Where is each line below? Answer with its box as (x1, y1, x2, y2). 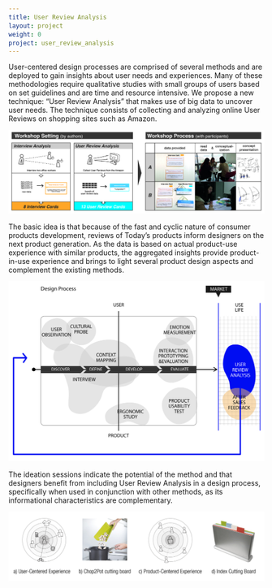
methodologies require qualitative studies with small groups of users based (8, 80, 260, 89)
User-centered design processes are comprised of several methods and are (8, 62, 262, 72)
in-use (8, 257, 30, 266)
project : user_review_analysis (8, 39, 114, 47)
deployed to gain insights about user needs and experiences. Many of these (8, 71, 263, 80)
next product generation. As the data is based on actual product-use (8, 240, 238, 249)
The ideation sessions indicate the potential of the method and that (8, 469, 233, 479)
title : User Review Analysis (8, 13, 107, 21)
